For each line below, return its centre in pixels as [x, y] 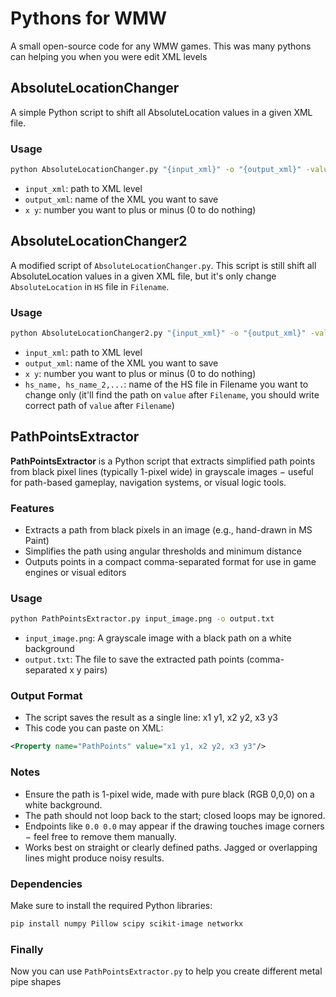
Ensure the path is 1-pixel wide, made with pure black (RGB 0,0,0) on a [169, 794]
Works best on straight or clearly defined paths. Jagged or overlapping [171, 847]
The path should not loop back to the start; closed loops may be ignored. [175, 815]
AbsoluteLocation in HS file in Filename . [90, 286]
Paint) [37, 541]
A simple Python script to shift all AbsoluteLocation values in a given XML [161, 112]
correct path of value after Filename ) [99, 405]
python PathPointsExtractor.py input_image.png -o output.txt [142, 619]
